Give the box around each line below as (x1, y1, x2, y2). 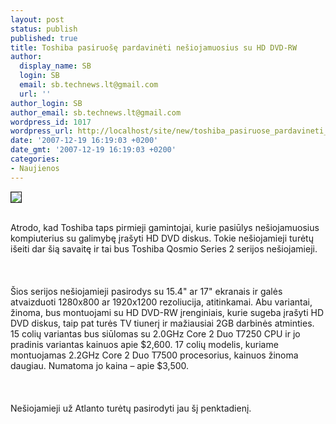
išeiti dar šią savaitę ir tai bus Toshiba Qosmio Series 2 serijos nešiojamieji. (10, 242, 318, 255)
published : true (10, 33, 78, 43)
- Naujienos (10, 163, 60, 173)
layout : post (10, 14, 65, 25)
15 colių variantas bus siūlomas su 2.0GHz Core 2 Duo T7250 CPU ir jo (10, 327, 301, 340)
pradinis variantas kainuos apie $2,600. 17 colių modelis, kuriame (10, 338, 279, 350)
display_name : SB (19, 61, 92, 71)
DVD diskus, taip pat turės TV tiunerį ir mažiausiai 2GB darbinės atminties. (10, 317, 315, 329)
